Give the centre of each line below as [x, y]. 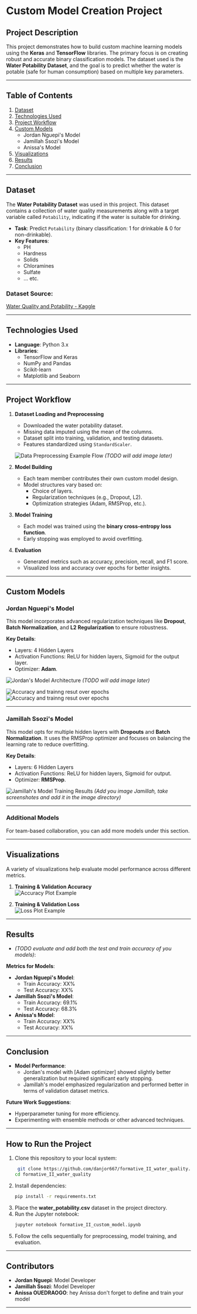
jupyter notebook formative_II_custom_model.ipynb [78, 1225]
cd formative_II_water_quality [53, 1174]
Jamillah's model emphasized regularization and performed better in [106, 1085]
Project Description [42, 33]
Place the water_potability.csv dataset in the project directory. [91, 1207]
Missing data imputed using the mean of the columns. [88, 431]
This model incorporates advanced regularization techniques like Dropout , [96, 621]
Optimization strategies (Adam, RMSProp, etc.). [89, 503]
